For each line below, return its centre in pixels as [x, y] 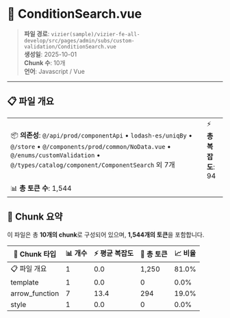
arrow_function [35, 293]
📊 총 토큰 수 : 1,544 [41, 188]
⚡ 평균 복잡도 [114, 253]
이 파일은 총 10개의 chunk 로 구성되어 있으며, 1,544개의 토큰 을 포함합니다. [106, 235]
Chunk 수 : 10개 [45, 63]
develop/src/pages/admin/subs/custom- [79, 40]
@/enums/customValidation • [55, 155]
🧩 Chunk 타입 [35, 254]
